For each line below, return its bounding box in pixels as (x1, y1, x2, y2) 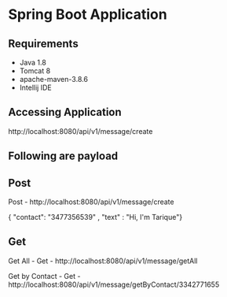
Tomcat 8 (19, 66, 51, 76)
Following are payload (8, 150, 119, 163)
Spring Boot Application (8, 6, 167, 24)
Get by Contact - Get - (8, 271, 81, 280)
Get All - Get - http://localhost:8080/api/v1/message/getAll (8, 256, 198, 265)
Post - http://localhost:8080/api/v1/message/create (8, 197, 174, 206)
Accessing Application (8, 106, 122, 119)
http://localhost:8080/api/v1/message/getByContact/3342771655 (8, 280, 220, 289)
